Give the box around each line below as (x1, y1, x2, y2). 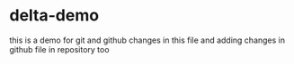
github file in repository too (9, 44, 110, 54)
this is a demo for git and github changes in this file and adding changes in (9, 35, 286, 45)
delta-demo (9, 5, 100, 26)
